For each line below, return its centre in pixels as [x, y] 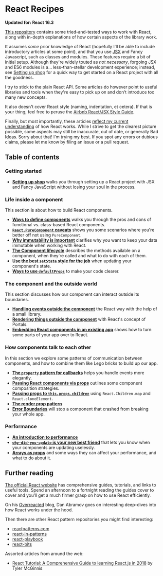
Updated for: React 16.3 [29, 22]
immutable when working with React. [49, 245]
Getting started [24, 171]
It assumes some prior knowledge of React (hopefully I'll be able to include [80, 46]
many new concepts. [26, 97]
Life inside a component [34, 199]
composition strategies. [36, 388]
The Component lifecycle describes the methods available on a [76, 250]
